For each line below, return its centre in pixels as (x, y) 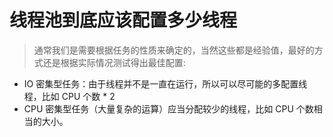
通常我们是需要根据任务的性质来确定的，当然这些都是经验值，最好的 (174, 50)
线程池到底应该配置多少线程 (123, 20)
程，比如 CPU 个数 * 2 (69, 96)
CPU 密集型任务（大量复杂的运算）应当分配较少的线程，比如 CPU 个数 (168, 108)
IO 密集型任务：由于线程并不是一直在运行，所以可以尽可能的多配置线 (165, 83)
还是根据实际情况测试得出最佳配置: (114, 62)
